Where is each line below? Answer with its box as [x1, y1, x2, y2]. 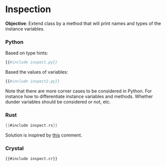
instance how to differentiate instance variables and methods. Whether [5, 93, 153, 99]
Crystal [5, 145, 24, 152]
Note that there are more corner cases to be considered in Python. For [5, 88, 152, 94]
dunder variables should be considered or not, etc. [5, 98, 111, 105]
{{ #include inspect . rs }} [5, 123, 58, 128]
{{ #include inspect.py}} [5, 60, 58, 65]
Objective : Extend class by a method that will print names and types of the [5, 20, 161, 26]
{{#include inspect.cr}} [5, 156, 58, 161]
